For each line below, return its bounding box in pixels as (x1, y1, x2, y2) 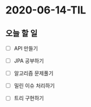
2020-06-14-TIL (5, 4, 86, 17)
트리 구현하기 (13, 95, 44, 102)
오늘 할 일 (5, 28, 38, 38)
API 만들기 (13, 45, 38, 51)
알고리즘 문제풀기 (13, 70, 54, 77)
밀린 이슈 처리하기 (13, 82, 55, 89)
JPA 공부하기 (13, 57, 44, 64)
